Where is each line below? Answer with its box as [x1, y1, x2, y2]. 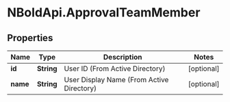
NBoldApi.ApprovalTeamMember [7, 5, 201, 21]
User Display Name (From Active [64, 75, 169, 84]
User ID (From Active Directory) [64, 64, 166, 73]
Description [103, 53, 142, 62]
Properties [7, 32, 53, 44]
